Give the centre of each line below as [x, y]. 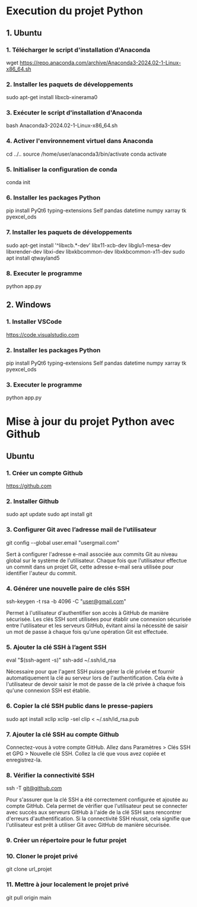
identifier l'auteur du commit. [42, 573]
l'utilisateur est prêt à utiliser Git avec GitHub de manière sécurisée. [88, 825]
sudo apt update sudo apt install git [49, 514]
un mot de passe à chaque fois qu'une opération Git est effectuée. [87, 632]
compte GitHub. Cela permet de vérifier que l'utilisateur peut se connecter [97, 806]
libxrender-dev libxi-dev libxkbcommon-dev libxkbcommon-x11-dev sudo [96, 251]
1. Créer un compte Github [45, 473]
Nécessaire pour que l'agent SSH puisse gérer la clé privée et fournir [90, 672]
